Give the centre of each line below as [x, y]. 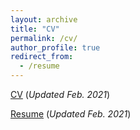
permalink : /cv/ [44, 38]
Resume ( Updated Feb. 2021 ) [71, 114]
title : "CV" [35, 29]
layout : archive [44, 19]
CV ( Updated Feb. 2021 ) [60, 94]
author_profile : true [55, 47]
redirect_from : [42, 57]
